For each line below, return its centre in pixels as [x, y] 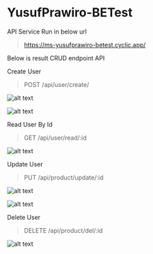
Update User [25, 164]
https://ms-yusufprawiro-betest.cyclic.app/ [85, 45]
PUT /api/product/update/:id [64, 177]
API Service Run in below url [47, 31]
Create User [24, 71]
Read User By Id [30, 124]
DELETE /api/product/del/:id [63, 230]
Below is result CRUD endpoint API [56, 58]
